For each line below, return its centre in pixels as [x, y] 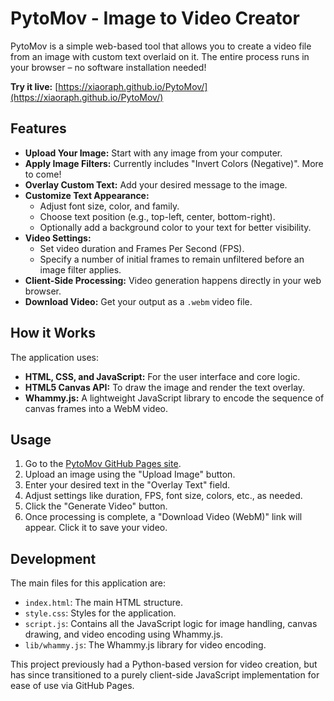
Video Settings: [58, 238]
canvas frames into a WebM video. [96, 408]
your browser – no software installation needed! [108, 67]
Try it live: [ [34, 86]
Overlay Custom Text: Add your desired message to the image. [156, 184]
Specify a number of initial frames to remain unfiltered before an [172, 259]
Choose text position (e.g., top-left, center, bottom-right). [157, 216]
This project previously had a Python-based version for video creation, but [164, 664]
